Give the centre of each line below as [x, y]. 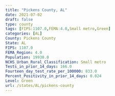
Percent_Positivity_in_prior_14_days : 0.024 [53, 76]
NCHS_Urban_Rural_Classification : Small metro [56, 62]
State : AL [16, 43]
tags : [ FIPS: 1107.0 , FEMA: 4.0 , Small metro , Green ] [58, 29]
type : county [19, 24]
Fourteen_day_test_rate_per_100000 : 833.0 [51, 72]
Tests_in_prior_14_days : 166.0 [39, 67]
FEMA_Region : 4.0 [24, 52]
